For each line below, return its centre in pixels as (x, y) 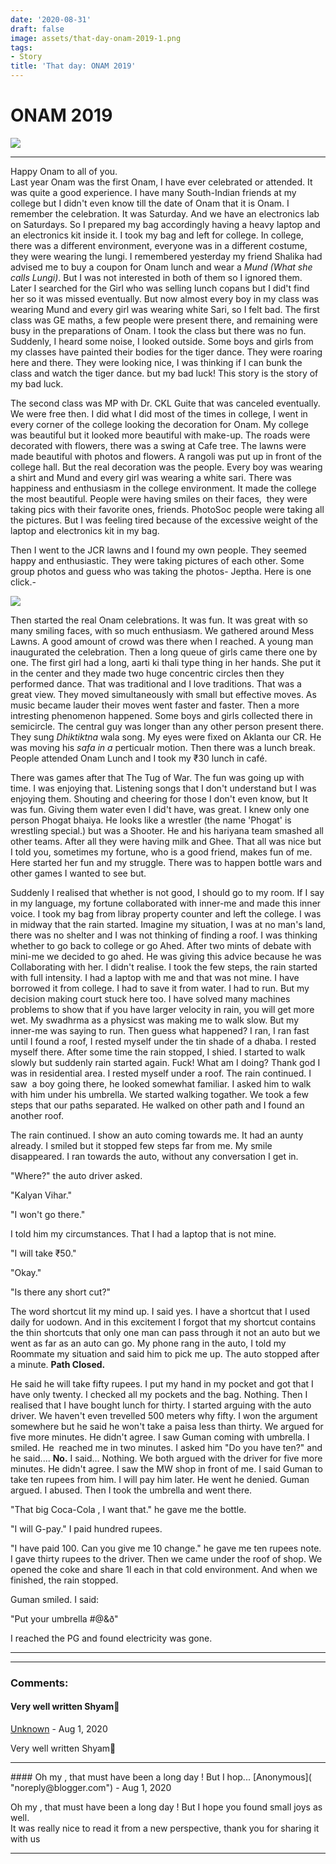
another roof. (37, 1115)
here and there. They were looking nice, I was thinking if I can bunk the (156, 362)
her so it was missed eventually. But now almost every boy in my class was (164, 298)
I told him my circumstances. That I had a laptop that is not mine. (143, 1233)
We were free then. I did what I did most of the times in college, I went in (159, 413)
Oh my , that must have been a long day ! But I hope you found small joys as (166, 1807)
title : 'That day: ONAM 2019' (73, 66)
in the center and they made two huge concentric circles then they (147, 673)
